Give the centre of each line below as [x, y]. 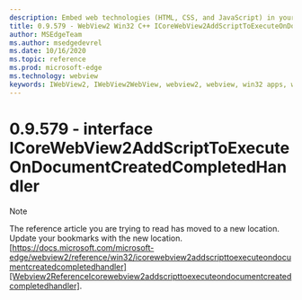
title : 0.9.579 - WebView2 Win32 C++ [80, 26]
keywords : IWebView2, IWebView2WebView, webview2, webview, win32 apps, [148, 84]
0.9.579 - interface [81, 129]
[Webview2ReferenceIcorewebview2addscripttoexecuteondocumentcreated [151, 276]
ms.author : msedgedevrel [56, 43]
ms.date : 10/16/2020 [48, 51]
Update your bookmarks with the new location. [96, 238]
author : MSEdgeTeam [46, 34]
